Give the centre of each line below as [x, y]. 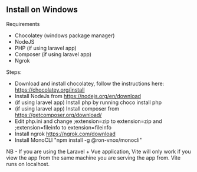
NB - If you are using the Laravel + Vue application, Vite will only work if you [98, 151]
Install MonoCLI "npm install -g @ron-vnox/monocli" [78, 140]
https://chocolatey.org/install [50, 90]
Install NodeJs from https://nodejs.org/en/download [78, 96]
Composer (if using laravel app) [53, 54]
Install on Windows [42, 10]
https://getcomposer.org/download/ [58, 115]
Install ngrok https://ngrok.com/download [65, 134]
